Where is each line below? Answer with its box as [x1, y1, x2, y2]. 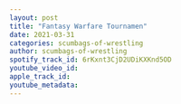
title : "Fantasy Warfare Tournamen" [9, 22, 148, 31]
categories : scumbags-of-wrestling [9, 38, 144, 48]
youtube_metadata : [9, 80, 79, 90]
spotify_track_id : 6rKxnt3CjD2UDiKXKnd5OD [9, 55, 172, 64]
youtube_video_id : [9, 64, 79, 73]
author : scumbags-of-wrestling [9, 47, 128, 56]
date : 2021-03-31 [9, 30, 75, 39]
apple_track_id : [9, 72, 71, 81]
